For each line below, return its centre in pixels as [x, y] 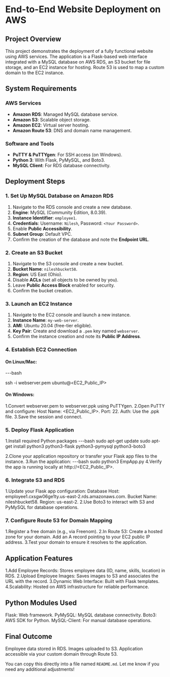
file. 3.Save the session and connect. [44, 417]
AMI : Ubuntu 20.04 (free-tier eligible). [52, 326]
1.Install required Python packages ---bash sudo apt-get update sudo [78, 441]
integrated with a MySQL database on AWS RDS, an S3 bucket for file [78, 62]
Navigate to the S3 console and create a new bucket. [68, 263]
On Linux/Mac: [21, 361]
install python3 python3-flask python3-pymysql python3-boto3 [80, 446]
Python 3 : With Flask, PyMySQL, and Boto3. [59, 160]
